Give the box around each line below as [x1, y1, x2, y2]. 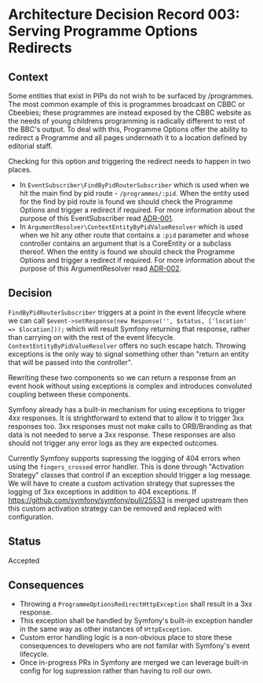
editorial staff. [8, 142, 53, 150]
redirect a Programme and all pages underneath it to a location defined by [8, 133, 247, 142]
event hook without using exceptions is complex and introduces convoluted [8, 381, 253, 390]
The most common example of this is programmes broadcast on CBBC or [8, 100, 246, 109]
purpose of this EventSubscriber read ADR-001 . [19, 214, 174, 223]
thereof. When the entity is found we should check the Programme [19, 247, 236, 257]
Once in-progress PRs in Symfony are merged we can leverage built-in [19, 658, 249, 667]
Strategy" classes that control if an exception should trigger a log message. [8, 470, 253, 479]
